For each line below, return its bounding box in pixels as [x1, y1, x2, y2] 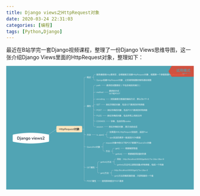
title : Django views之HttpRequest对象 [6, 10, 100, 15]
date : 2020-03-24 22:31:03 [6, 15, 73, 22]
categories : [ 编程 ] [6, 22, 53, 28]
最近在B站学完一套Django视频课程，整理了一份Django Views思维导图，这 [6, 46, 186, 54]
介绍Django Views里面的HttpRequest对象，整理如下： [11, 54, 144, 61]
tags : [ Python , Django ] [6, 29, 62, 35]
